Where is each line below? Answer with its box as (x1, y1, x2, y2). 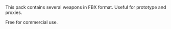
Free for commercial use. (5, 19, 58, 25)
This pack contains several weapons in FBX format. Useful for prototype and (5, 4, 166, 10)
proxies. (5, 9, 22, 15)
